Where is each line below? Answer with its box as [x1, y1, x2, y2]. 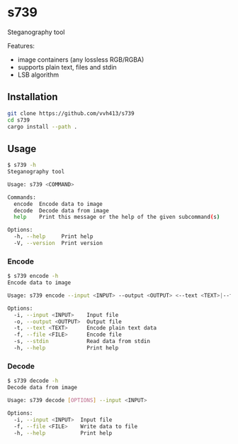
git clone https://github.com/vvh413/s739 [7, 109, 135, 117]
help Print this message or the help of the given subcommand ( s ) [13, 214, 220, 221]
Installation [7, 91, 58, 103]
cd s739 [7, 117, 30, 124]
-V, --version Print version [13, 239, 103, 247]
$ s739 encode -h [7, 273, 59, 280]
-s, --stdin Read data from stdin [13, 338, 151, 345]
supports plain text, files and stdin [17, 63, 117, 71]
